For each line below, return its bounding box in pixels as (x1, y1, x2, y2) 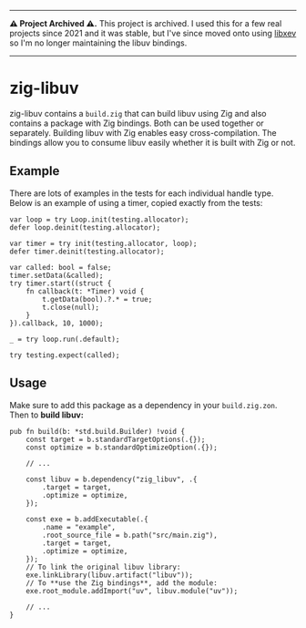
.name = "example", (42, 522, 117, 531)
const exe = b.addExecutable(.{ (25, 514, 148, 524)
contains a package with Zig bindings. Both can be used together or (9, 118, 264, 129)
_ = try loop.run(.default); (9, 335, 120, 344)
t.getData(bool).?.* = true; (42, 294, 153, 304)
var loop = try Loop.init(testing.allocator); (9, 215, 189, 224)
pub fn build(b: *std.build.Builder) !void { (9, 427, 185, 436)
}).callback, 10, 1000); (9, 318, 104, 328)
